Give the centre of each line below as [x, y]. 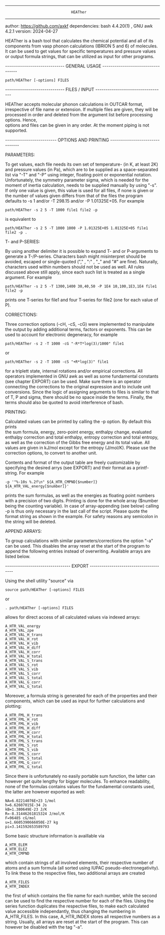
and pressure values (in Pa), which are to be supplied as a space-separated [82, 170]
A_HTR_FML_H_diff [23, 728]
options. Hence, [21, 120]
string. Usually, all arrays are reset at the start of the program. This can [77, 922]
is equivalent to [20, 219]
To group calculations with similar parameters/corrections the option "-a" [79, 541]
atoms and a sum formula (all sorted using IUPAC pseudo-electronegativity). [82, 868]
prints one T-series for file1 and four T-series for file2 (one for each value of [82, 300]
